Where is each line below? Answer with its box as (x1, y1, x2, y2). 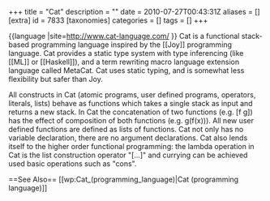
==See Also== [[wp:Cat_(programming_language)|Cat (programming (8, 174, 239, 184)
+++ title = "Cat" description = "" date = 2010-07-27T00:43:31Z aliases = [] (8, 7, 261, 16)
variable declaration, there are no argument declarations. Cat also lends (8, 133, 248, 143)
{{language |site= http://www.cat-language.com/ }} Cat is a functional (8, 32, 240, 41)
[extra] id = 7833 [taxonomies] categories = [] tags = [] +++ (8, 15, 208, 25)
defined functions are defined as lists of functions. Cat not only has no (8, 125, 244, 134)
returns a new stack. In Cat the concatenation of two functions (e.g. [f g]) (8, 107, 253, 117)
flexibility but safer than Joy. (8, 75, 103, 83)
